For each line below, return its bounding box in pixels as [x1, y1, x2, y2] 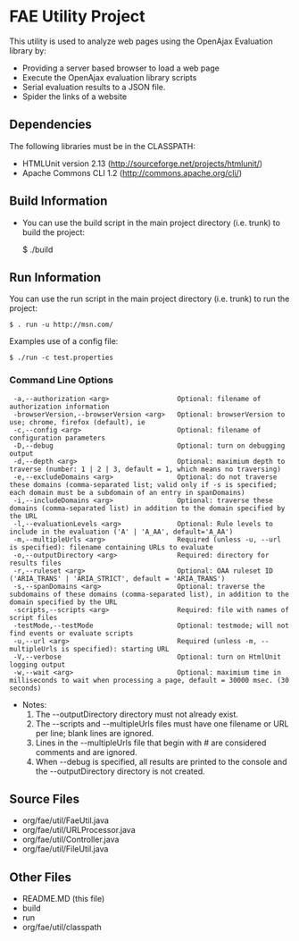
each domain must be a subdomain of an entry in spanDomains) [9, 488, 245, 497]
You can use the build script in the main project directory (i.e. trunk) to [21, 217, 281, 228]
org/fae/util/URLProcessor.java [21, 825, 136, 836]
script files [9, 613, 58, 622]
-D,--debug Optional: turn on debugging [12, 441, 286, 450]
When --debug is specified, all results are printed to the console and [35, 756, 287, 767]
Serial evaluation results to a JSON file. [21, 81, 166, 92]
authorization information [9, 402, 110, 411]
